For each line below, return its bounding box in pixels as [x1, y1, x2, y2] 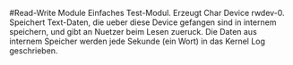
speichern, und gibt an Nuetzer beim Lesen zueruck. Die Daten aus [9, 27, 257, 37]
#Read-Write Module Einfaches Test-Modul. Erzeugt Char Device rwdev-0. [9, 8, 285, 18]
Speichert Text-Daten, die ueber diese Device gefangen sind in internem [9, 17, 277, 28]
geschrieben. [9, 45, 58, 56]
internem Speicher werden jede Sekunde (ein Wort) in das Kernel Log [9, 36, 266, 46]
